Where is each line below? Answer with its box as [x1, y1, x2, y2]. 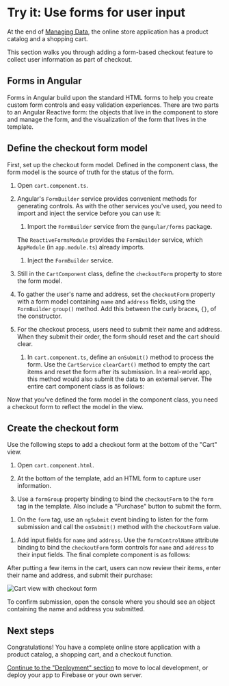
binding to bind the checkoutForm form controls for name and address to [16, 543, 214, 552]
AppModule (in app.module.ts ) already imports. [16, 243, 145, 251]
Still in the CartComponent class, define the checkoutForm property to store [16, 269, 222, 278]
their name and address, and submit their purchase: [7, 571, 152, 580]
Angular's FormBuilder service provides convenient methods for [16, 194, 197, 203]
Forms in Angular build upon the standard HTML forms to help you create [7, 93, 214, 101]
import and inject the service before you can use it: [16, 209, 161, 217]
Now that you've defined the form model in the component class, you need [7, 395, 219, 404]
